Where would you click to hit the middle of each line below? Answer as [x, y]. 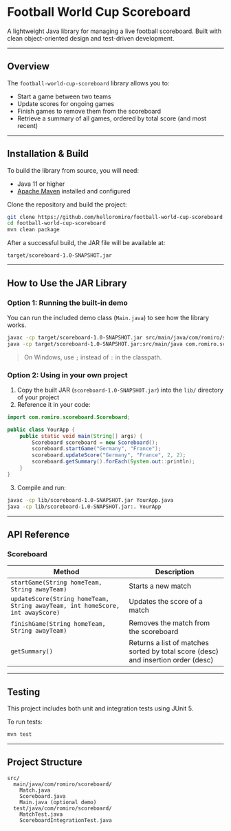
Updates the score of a [166, 602]
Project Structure [45, 762]
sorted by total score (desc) [174, 651]
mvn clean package [33, 230]
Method [66, 572]
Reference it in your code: [54, 404]
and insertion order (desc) [171, 660]
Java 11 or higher [41, 184]
